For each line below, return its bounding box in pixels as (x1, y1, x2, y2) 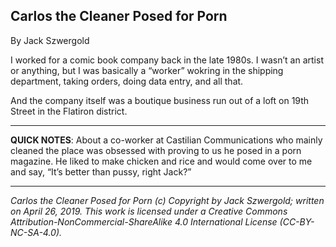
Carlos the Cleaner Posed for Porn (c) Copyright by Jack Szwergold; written (10, 194, 325, 206)
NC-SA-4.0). (10, 226, 63, 238)
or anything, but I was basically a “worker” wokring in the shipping (10, 64, 284, 76)
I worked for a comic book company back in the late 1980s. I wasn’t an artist (10, 54, 324, 66)
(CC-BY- (279, 215, 315, 228)
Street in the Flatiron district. (10, 105, 128, 117)
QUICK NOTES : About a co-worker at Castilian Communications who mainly (10, 134, 323, 146)
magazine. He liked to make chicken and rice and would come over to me (10, 155, 313, 167)
